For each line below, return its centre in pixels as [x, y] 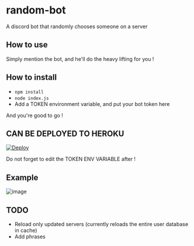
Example [22, 177]
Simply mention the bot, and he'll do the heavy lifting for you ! [80, 59]
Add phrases [30, 237]
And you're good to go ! [34, 115]
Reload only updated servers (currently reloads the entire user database [101, 224]
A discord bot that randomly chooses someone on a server [77, 26]
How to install [32, 78]
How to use [27, 45]
